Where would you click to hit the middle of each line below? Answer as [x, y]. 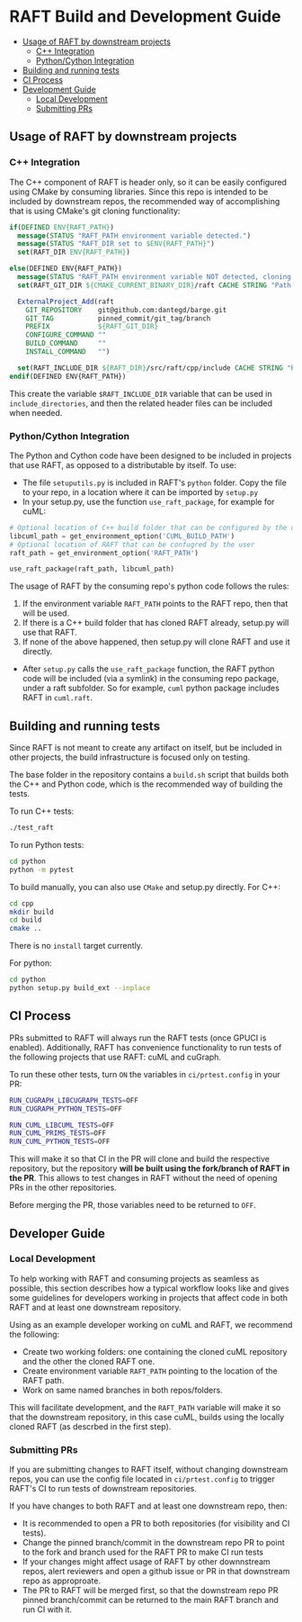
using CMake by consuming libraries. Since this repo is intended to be [139, 192]
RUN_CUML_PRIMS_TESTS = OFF [58, 1133]
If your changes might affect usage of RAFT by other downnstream [147, 1562]
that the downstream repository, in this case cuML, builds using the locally [147, 1417]
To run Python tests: [47, 844]
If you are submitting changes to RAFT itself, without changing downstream [149, 1470]
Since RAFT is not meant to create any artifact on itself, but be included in [146, 748]
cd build [26, 920]
